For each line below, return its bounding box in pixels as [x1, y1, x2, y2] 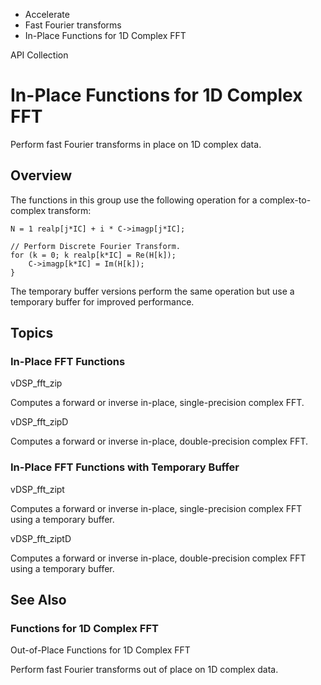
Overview [10, 167, 73, 184]
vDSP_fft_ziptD [10, 532, 72, 544]
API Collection [10, 49, 69, 61]
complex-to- [259, 194, 312, 206]
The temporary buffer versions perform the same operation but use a [10, 285, 295, 297]
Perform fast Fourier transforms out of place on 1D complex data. [10, 664, 279, 676]
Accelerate [24, 9, 70, 20]
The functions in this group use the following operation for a [10, 194, 258, 206]
